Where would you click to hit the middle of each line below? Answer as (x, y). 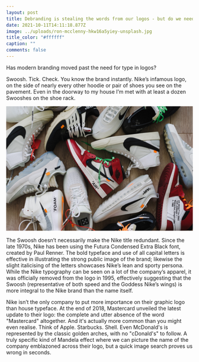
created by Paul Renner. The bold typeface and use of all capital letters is (95, 252)
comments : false (26, 50)
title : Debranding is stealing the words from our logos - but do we (94, 19)
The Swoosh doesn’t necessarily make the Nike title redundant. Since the (95, 240)
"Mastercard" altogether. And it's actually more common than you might (94, 321)
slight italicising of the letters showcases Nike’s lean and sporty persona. (95, 265)
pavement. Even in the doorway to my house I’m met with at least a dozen (96, 91)
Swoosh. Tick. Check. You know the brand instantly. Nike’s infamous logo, (96, 79)
